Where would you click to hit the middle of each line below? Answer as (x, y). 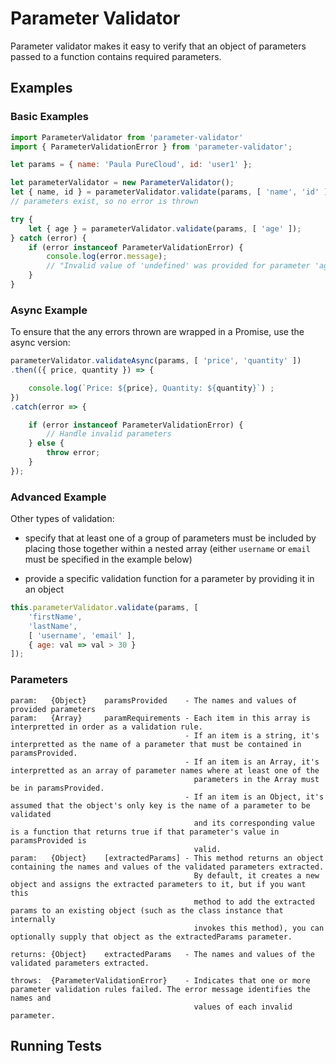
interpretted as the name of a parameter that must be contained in (156, 744)
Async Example (49, 310)
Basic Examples (49, 117)
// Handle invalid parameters (109, 434)
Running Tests (56, 1046)
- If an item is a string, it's (252, 735)
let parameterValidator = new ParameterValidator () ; (122, 183)
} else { (46, 443)
